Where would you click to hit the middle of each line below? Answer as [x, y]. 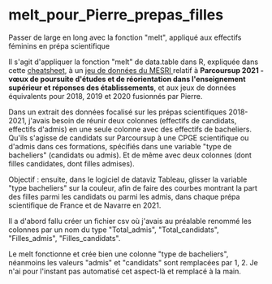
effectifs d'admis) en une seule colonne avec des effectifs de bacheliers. [130, 129]
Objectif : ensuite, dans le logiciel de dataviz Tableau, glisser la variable [128, 179]
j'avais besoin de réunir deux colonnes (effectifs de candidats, [132, 120]
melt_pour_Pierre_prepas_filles [116, 15]
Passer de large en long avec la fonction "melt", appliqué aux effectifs [125, 37]
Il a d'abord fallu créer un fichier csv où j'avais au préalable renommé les [130, 221]
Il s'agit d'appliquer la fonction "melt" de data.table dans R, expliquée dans [133, 62]
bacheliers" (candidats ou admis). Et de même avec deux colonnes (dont [130, 155]
